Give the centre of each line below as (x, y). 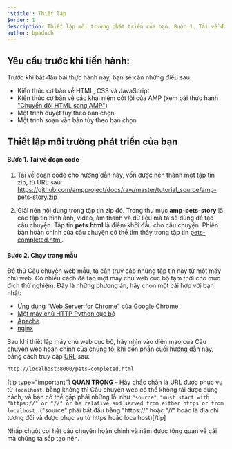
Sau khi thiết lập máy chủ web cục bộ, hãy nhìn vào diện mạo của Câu (107, 341)
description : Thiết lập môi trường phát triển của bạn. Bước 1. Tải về (112, 26)
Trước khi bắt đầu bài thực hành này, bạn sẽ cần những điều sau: (99, 77)
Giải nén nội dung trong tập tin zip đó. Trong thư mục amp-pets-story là (120, 210)
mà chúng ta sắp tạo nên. (43, 438)
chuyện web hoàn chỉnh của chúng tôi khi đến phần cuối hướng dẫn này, (110, 349)
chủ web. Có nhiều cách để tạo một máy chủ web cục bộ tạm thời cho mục (114, 278)
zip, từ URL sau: (40, 182)
